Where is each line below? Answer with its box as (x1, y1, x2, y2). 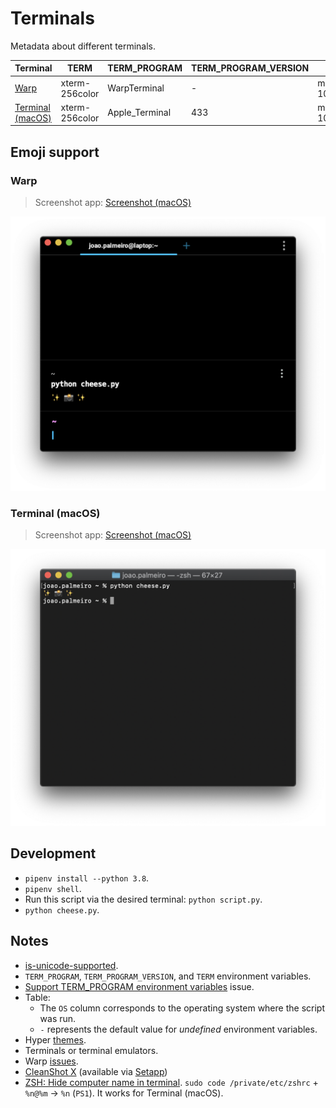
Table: (24, 991, 51, 1003)
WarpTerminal (107, 82, 165, 94)
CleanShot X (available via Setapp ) (24, 1065, 168, 1077)
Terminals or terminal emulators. (24, 1044, 159, 1056)
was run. (39, 1012, 77, 1024)
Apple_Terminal (107, 107, 172, 119)
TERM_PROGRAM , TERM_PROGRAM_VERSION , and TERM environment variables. (24, 970, 312, 982)
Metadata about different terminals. (10, 40, 157, 52)
